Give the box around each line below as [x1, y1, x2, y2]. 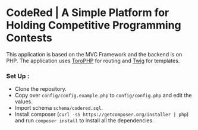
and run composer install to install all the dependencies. [14, 117, 155, 124]
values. [14, 98, 33, 105]
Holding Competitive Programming [6, 18, 181, 32]
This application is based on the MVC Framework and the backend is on [6, 50, 183, 58]
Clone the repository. [14, 85, 67, 93]
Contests [6, 31, 52, 45]
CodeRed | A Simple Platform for [6, 6, 169, 20]
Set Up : [6, 72, 30, 80]
